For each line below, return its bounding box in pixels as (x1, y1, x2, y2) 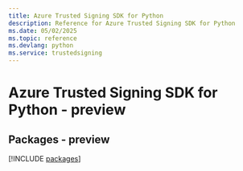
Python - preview (8, 101, 126, 119)
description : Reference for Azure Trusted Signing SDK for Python (8, 19, 236, 27)
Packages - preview (8, 132, 110, 146)
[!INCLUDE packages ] (8, 154, 81, 163)
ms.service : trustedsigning (8, 49, 103, 57)
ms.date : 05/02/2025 (8, 26, 78, 35)
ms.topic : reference (8, 34, 78, 43)
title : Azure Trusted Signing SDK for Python (8, 11, 163, 20)
